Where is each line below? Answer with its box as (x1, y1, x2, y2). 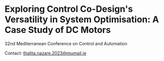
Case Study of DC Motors (4, 25, 111, 35)
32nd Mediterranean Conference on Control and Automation (4, 40, 128, 46)
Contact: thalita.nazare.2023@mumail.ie (4, 50, 87, 56)
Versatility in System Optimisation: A (4, 14, 159, 25)
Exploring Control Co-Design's (4, 3, 133, 15)
